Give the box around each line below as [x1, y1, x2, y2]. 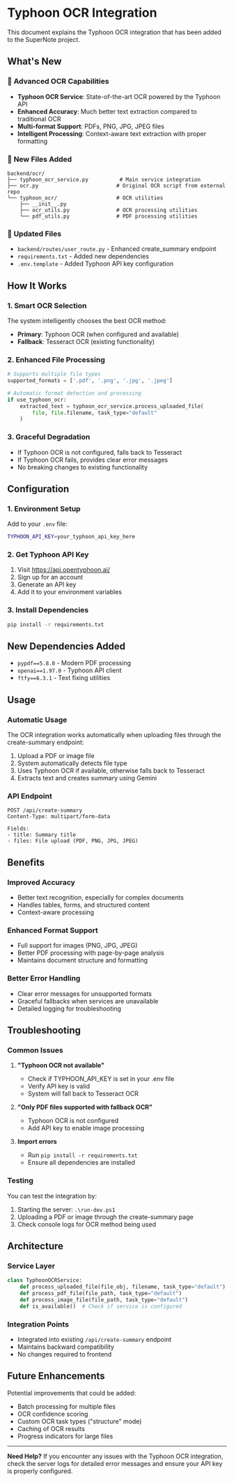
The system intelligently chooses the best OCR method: [7, 316, 167, 325]
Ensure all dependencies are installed [27, 1158, 136, 1167]
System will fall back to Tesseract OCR [27, 1089, 139, 1098]
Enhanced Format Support [7, 925, 99, 935]
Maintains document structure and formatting [17, 956, 148, 965]
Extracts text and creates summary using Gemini [17, 774, 157, 782]
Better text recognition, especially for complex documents [17, 893, 185, 902]
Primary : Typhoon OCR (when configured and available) [17, 330, 180, 338]
